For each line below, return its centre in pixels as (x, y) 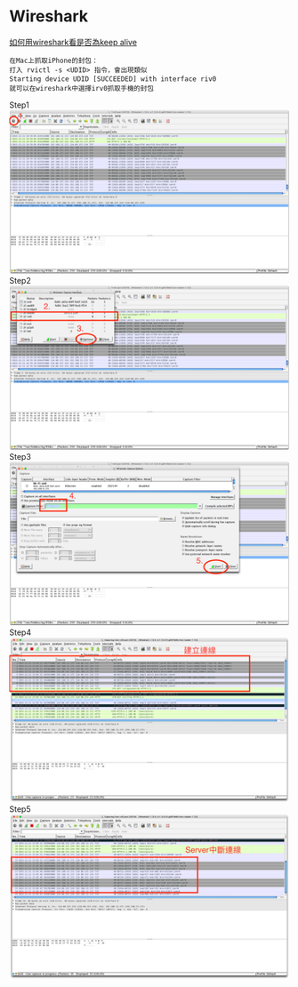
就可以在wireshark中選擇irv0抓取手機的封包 (81, 88)
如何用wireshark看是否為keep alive (73, 42)
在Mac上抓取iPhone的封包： (54, 60)
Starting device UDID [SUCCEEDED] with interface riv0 (113, 79)
